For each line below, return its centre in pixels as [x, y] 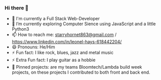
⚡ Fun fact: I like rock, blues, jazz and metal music [63, 53]
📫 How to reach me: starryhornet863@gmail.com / [64, 35]
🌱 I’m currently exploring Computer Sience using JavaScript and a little [84, 24]
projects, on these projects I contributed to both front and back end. [81, 72]
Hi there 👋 [17, 8]
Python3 [20, 29]
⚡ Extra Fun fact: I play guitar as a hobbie [54, 60]
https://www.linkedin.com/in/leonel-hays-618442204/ [67, 42]
